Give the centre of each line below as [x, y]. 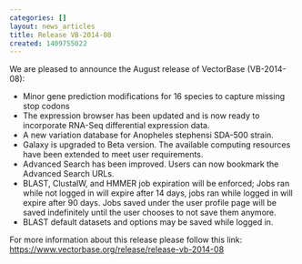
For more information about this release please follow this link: [126, 240]
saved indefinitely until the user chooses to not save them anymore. [150, 213]
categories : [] [38, 18]
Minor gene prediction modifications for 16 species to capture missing [153, 96]
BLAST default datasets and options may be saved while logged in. [148, 222]
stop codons [46, 107]
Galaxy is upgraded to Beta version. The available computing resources [156, 145]
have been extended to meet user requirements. [113, 155]
